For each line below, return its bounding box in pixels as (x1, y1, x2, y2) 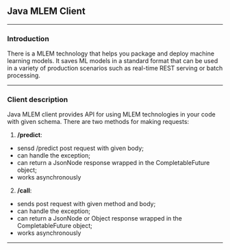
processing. (7, 71, 41, 79)
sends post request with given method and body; (16, 200, 156, 208)
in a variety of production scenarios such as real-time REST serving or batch (7, 64, 223, 73)
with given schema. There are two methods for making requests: (7, 118, 190, 126)
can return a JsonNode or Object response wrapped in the (16, 214, 183, 223)
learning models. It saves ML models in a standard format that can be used (7, 57, 218, 65)
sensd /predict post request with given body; (16, 144, 144, 153)
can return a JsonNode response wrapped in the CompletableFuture (16, 159, 210, 167)
